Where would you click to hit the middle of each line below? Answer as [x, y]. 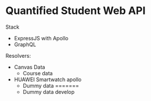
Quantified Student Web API [75, 11]
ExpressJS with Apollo [41, 38]
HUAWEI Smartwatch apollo [48, 79]
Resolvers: [18, 55]
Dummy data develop [48, 92]
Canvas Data [29, 67]
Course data [38, 73]
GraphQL [25, 44]
